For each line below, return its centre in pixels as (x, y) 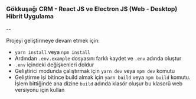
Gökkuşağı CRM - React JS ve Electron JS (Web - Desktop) (92, 9)
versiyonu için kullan (40, 90)
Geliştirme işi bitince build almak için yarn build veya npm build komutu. (102, 77)
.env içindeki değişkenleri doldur (54, 65)
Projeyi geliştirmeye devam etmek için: (53, 41)
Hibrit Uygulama (30, 16)
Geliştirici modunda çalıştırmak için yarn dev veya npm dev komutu (95, 71)
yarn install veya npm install (52, 52)
